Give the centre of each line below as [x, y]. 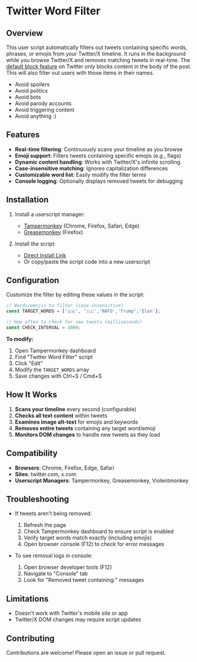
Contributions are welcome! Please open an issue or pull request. [86, 653]
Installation [27, 200]
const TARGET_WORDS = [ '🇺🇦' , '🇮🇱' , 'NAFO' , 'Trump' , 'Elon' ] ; [83, 311]
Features [23, 135]
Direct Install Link [45, 255]
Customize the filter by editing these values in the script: [75, 295]
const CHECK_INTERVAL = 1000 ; [44, 328]
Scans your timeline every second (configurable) [76, 409]
